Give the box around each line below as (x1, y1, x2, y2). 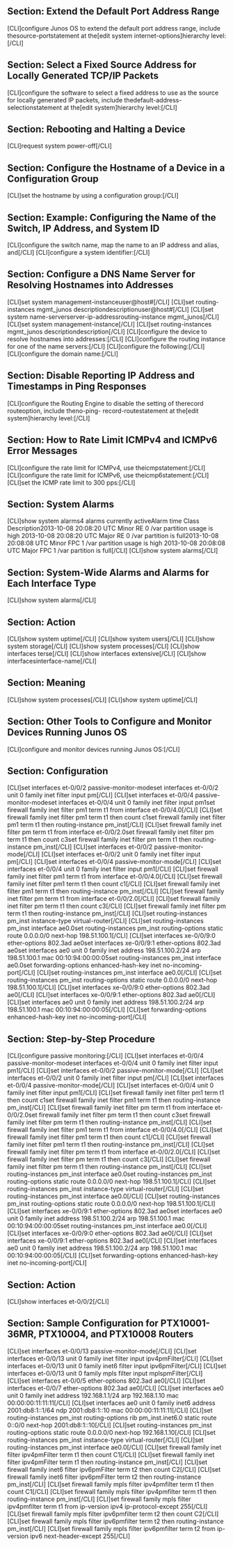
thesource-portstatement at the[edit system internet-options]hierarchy (7, 31, 210, 40)
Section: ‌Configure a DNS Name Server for (7, 268, 196, 281)
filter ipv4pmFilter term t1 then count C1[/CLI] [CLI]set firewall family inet (7, 1450, 215, 1459)
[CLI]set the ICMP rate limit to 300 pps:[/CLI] (7, 478, 136, 487)
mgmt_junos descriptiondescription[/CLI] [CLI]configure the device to (7, 327, 207, 336)
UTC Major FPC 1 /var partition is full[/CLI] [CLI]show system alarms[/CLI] (7, 547, 218, 555)
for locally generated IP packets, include (7, 95, 123, 104)
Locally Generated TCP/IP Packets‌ (7, 70, 159, 82)
